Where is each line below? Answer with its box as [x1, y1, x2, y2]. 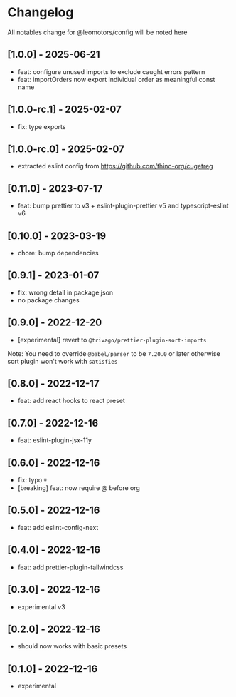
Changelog [7, 4, 74, 21]
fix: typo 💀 [17, 476, 48, 484]
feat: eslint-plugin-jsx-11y [17, 436, 92, 444]
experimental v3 [17, 602, 65, 611]
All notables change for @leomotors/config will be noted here [7, 28, 188, 36]
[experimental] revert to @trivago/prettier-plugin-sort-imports [17, 335, 207, 344]
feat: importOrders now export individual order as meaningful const [17, 75, 215, 83]
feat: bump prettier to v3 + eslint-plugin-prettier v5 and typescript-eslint [17, 201, 229, 210]
